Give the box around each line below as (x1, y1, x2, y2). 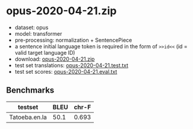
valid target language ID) (14, 49, 75, 56)
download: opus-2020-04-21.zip (14, 55, 95, 62)
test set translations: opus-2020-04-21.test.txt (14, 61, 129, 69)
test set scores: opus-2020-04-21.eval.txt (14, 68, 118, 75)
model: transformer (14, 30, 62, 37)
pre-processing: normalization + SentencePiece (14, 36, 132, 43)
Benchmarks (6, 85, 55, 96)
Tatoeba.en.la (9, 113, 48, 121)
